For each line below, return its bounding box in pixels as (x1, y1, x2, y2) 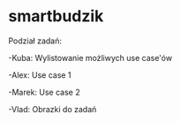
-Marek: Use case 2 (8, 87, 80, 97)
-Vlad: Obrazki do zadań (8, 103, 97, 114)
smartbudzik (8, 6, 104, 27)
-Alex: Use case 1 (8, 69, 72, 80)
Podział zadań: (8, 35, 63, 46)
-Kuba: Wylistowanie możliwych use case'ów (8, 52, 173, 63)
